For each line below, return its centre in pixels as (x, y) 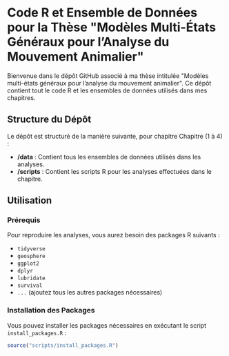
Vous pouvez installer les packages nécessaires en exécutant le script (107, 325)
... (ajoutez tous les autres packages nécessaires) (90, 293)
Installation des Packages (51, 310)
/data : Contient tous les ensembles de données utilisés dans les (109, 157)
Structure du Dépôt (49, 120)
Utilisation (30, 200)
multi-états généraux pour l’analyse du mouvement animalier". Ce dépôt (109, 83)
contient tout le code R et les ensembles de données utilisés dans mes (107, 90)
